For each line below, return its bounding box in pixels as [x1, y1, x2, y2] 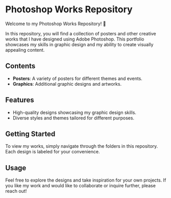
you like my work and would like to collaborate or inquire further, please [5, 183, 156, 189]
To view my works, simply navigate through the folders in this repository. [5, 143, 158, 149]
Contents [5, 62, 36, 70]
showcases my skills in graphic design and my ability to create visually [5, 41, 154, 47]
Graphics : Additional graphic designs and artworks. [12, 81, 121, 87]
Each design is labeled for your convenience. [5, 149, 100, 155]
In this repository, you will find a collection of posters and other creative [5, 30, 157, 36]
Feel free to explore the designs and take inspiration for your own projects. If [5, 177, 166, 183]
